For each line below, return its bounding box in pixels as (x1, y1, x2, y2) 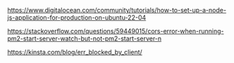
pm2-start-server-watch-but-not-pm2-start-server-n (7, 34, 162, 43)
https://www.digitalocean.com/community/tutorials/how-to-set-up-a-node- (7, 6, 227, 14)
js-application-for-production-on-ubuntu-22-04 (7, 13, 147, 22)
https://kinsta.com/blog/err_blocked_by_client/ (7, 48, 142, 56)
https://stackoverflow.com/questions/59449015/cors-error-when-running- (7, 27, 224, 35)
